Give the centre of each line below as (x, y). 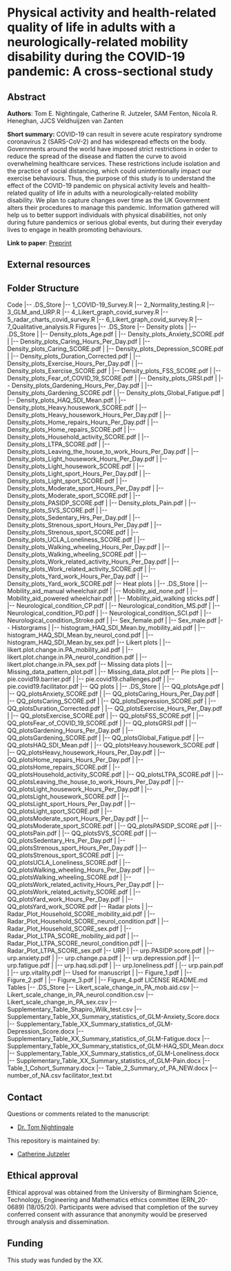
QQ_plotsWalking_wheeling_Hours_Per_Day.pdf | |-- (81, 870)
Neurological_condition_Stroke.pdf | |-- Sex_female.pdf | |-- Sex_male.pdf (112, 620)
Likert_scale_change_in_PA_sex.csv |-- (62, 1002)
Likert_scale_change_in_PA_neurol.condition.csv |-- (80, 995)
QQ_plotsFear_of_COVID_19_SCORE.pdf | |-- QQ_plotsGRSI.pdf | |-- (102, 723)
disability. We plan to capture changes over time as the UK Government (109, 200)
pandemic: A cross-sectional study (110, 71)
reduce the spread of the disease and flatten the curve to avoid (97, 156)
